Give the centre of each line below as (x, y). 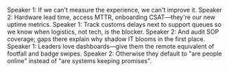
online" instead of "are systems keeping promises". (80, 61)
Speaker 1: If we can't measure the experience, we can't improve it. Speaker (114, 10)
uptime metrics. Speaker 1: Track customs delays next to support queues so (114, 24)
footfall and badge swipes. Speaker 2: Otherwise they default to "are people (114, 53)
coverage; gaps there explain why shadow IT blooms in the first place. (106, 39)
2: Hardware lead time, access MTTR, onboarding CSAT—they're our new (111, 17)
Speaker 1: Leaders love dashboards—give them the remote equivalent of (111, 46)
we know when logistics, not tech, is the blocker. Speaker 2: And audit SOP (113, 32)
